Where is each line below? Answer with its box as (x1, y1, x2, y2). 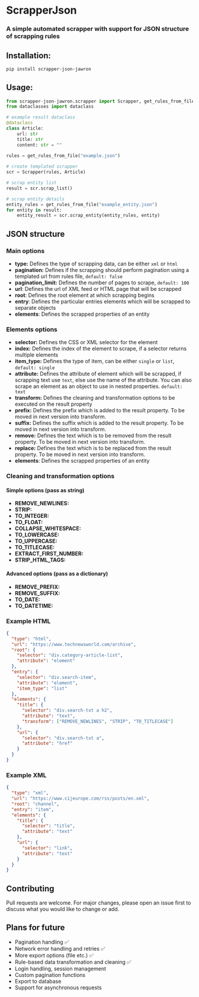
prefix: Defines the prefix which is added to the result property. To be (14, 407, 185, 414)
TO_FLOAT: (14, 519, 43, 526)
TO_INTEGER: (14, 512, 49, 520)
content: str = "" (17, 142, 62, 148)
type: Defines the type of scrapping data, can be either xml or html (14, 260, 178, 267)
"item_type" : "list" (17, 685, 68, 691)
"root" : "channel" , (11, 801, 60, 807)
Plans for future (6, 922, 65, 933)
